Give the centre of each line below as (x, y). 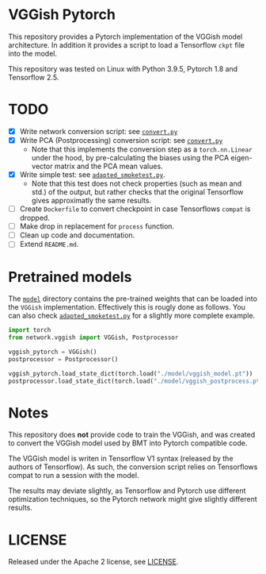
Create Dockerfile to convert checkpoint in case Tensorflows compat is (135, 209)
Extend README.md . (49, 245)
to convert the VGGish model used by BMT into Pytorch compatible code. (128, 443)
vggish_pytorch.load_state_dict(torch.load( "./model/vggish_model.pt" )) (131, 374)
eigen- (241, 158)
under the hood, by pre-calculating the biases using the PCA (130, 158)
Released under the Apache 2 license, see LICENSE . (93, 562)
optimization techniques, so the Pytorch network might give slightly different (133, 499)
